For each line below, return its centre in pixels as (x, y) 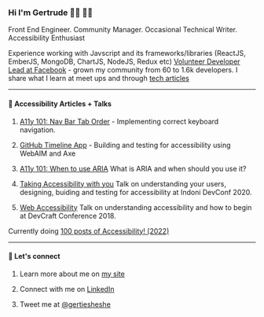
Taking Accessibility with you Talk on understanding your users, (123, 183)
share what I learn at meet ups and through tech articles (99, 79)
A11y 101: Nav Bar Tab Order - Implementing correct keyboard (119, 121)
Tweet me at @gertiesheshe (65, 304)
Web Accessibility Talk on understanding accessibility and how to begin (136, 207)
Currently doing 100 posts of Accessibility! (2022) (89, 230)
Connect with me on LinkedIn (67, 289)
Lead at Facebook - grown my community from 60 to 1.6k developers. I (123, 70)
